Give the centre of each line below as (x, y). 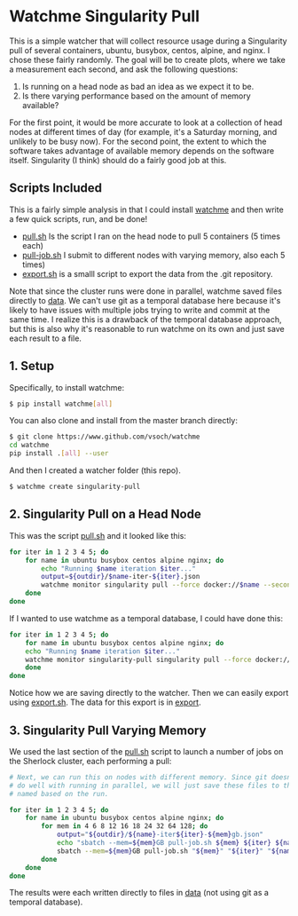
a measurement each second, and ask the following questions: (124, 69)
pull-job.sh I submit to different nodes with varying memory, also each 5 (153, 255)
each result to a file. (46, 338)
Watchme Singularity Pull (104, 16)
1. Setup (32, 366)
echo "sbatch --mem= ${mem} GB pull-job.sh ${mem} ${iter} (164, 843)
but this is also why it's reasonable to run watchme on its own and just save (147, 328)
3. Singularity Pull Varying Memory (108, 730)
